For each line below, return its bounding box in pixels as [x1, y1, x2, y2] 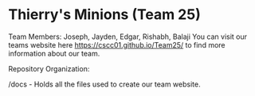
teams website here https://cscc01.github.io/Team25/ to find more [8, 40, 226, 49]
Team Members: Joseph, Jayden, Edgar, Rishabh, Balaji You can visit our [8, 32, 248, 41]
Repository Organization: [8, 63, 90, 73]
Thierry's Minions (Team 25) [8, 6, 201, 24]
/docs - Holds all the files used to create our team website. [8, 79, 201, 89]
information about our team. [8, 48, 100, 58]
